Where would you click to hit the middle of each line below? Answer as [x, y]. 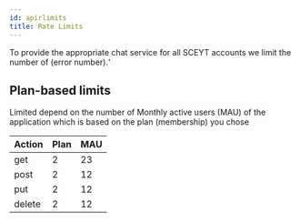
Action [29, 145]
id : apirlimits [38, 18]
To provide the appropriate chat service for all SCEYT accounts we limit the [150, 52]
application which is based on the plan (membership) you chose [130, 122]
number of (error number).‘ [60, 62]
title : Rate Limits [46, 26]
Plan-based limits [60, 91]
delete [27, 204]
